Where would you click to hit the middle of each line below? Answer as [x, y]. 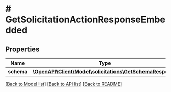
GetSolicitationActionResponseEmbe [85, 19]
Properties [22, 49]
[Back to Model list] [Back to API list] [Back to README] [64, 84]
